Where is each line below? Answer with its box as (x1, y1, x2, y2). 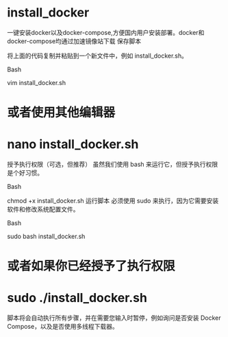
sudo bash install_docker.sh (7, 232, 86, 241)
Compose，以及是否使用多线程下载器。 (7, 323, 118, 331)
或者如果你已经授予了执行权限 (7, 259, 176, 274)
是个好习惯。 (7, 169, 43, 177)
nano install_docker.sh (7, 137, 139, 152)
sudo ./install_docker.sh (7, 290, 147, 306)
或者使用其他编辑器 (7, 105, 116, 121)
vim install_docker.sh (7, 78, 66, 86)
